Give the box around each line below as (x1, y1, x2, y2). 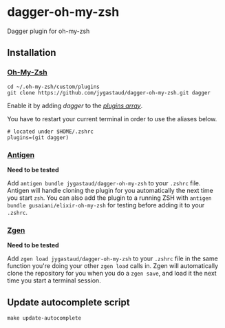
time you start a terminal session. (7, 276, 101, 285)
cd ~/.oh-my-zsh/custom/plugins (7, 83, 100, 90)
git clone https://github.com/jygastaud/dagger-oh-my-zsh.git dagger (7, 89, 211, 96)
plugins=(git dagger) (7, 134, 69, 141)
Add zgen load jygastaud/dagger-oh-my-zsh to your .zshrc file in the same (7, 254, 218, 263)
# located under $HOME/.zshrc (7, 128, 94, 135)
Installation (7, 47, 56, 59)
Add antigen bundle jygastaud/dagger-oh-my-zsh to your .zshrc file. (7, 178, 201, 187)
